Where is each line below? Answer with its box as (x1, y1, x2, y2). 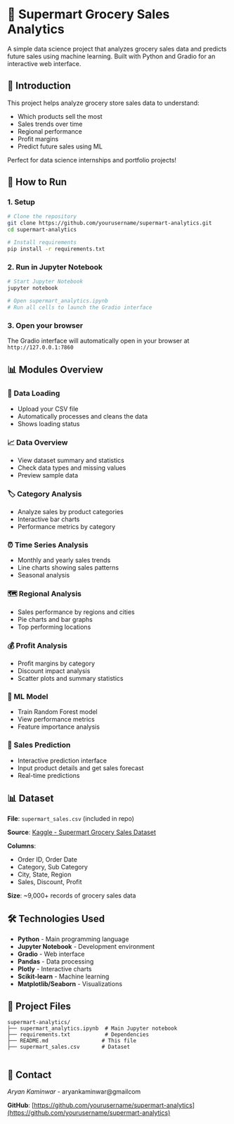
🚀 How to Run (7, 176, 67, 189)
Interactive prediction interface (17, 756, 108, 765)
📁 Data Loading (7, 388, 60, 398)
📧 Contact (7, 1068, 52, 1080)
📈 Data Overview (7, 438, 68, 447)
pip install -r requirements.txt (7, 245, 105, 253)
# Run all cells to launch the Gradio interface (7, 304, 152, 311)
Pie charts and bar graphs (17, 615, 93, 623)
